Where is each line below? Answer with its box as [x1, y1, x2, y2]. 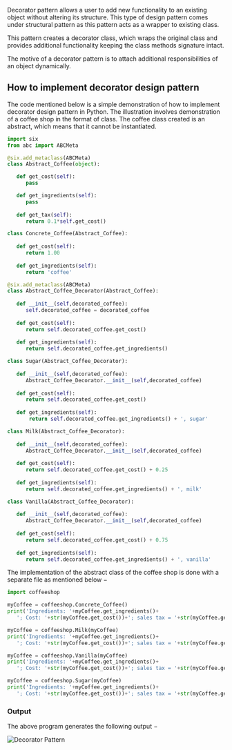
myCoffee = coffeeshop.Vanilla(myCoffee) [7, 652, 128, 659]
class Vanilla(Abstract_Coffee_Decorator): [7, 498, 135, 505]
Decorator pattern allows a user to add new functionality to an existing [7, 6, 207, 14]
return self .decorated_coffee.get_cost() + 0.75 [25, 536, 168, 544]
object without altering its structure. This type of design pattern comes [7, 13, 209, 21]
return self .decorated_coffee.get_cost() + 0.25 [25, 466, 168, 473]
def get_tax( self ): [16, 211, 72, 218]
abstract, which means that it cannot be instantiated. [7, 122, 157, 130]
